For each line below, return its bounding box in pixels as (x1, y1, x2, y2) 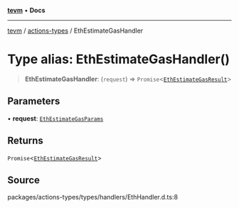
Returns (7, 135, 44, 147)
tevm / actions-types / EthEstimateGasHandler (7, 26, 144, 35)
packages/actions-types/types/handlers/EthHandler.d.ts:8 (7, 193, 179, 202)
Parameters (7, 95, 60, 107)
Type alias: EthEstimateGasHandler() (7, 51, 230, 67)
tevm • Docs (7, 6, 46, 14)
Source (7, 174, 41, 186)
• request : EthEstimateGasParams (7, 114, 104, 123)
